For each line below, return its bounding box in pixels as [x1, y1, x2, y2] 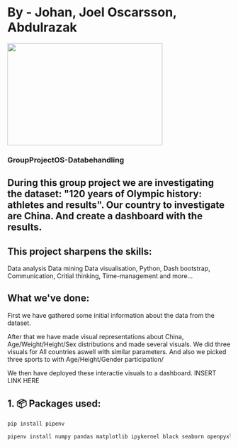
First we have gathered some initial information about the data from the [7, 311, 215, 319]
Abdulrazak [7, 19, 78, 35]
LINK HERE [7, 376, 40, 385]
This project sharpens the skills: [7, 245, 152, 258]
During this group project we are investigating [7, 177, 215, 189]
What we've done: [7, 292, 90, 304]
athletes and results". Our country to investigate [7, 199, 225, 211]
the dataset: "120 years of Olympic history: [7, 188, 202, 200]
